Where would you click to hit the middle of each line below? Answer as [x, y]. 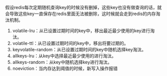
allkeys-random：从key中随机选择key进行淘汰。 [62, 62]
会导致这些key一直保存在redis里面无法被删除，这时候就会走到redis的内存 [81, 14]
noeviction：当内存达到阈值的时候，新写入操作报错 [65, 68]
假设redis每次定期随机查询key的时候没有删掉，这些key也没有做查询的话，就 [83, 7]
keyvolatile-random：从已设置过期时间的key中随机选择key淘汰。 [79, 50]
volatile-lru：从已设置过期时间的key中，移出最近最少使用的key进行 [81, 31]
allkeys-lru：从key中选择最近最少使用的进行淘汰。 [64, 56]
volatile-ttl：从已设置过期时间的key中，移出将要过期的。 [70, 43]
